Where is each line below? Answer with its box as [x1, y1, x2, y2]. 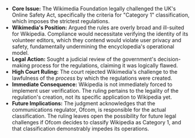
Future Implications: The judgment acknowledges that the [11, 100, 156, 106]
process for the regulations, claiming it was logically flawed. [31, 62, 178, 69]
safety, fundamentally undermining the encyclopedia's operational [11, 43, 174, 50]
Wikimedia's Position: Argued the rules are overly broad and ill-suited [11, 24, 184, 31]
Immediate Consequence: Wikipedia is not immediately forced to [11, 81, 172, 88]
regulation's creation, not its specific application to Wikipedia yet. [11, 93, 172, 101]
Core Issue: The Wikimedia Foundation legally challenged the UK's [11, 5, 177, 12]
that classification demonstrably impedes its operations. [11, 125, 150, 132]
